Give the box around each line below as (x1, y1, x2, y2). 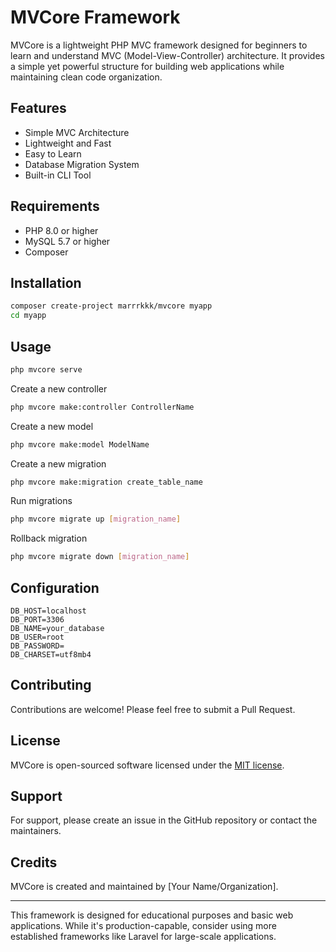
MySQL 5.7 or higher (24, 235, 111, 247)
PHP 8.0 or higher (24, 224, 99, 236)
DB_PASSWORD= (10, 641, 65, 651)
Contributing (10, 677, 92, 694)
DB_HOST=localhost (10, 606, 87, 616)
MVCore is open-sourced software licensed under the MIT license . (10, 759, 285, 771)
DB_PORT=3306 (10, 615, 65, 625)
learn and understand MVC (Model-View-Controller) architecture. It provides (10, 49, 325, 61)
